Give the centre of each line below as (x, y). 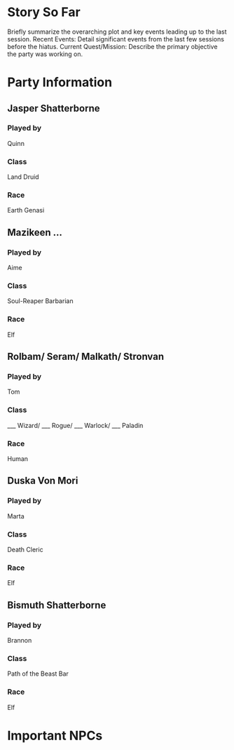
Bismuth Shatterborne (57, 605)
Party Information (60, 82)
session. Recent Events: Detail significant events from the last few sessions (116, 39)
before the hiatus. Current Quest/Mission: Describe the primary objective (112, 46)
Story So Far (44, 12)
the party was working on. (45, 54)
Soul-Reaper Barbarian (40, 301)
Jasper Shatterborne (54, 108)
